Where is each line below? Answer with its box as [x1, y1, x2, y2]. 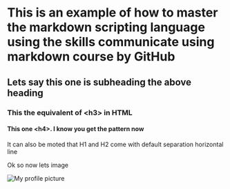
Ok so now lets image [7, 161, 69, 169]
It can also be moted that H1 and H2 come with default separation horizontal [7, 140, 224, 148]
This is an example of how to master [7, 5, 218, 21]
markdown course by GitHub [7, 49, 175, 65]
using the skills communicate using [7, 34, 215, 50]
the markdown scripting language [7, 19, 206, 35]
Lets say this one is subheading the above [7, 76, 192, 88]
